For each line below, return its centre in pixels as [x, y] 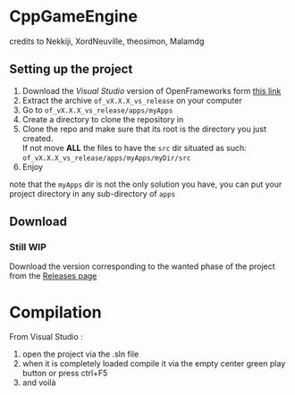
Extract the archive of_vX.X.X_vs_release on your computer [132, 100]
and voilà [39, 382]
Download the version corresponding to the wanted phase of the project [142, 266]
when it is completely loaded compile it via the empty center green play [154, 364]
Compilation [55, 312]
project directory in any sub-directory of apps [93, 193]
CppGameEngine [74, 17]
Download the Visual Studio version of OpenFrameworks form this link [152, 90]
